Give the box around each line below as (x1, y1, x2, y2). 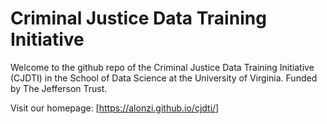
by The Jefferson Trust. (10, 82, 108, 94)
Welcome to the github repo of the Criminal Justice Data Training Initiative (10, 61, 315, 73)
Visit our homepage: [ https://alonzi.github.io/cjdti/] (10, 102, 220, 114)
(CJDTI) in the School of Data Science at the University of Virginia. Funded (10, 72, 318, 84)
